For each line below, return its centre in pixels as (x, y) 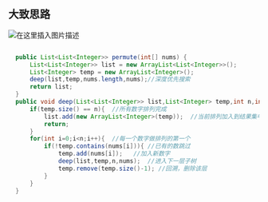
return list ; (51, 87)
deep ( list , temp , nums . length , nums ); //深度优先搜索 (110, 79)
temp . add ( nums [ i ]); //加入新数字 (114, 154)
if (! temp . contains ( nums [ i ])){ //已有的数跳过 (117, 146)
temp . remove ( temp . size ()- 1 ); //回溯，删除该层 (133, 168)
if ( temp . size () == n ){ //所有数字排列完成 (98, 109)
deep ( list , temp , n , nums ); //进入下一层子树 (128, 161)
